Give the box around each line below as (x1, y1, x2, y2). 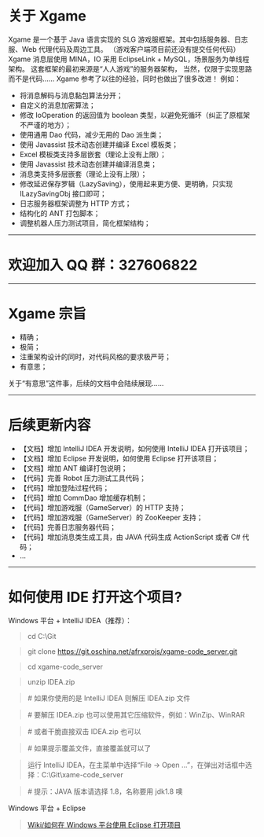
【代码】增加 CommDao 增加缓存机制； (19, 493, 148, 502)
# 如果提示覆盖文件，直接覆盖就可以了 (27, 743, 152, 753)
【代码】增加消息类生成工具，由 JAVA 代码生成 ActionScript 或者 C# (19, 532, 241, 541)
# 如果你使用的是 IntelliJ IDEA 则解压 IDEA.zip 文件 (27, 693, 191, 703)
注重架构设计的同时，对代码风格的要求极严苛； (19, 351, 171, 362)
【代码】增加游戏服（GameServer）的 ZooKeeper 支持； (19, 512, 203, 522)
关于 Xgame (8, 7, 86, 25)
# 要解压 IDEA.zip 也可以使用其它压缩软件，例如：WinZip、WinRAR (27, 710, 245, 719)
